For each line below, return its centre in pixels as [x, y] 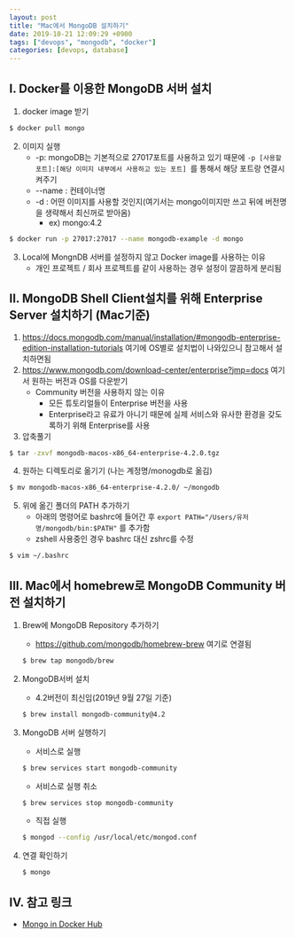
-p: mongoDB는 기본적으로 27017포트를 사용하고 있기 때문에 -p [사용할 [158, 157]
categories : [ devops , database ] [69, 50]
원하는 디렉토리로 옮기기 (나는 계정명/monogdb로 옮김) [117, 471]
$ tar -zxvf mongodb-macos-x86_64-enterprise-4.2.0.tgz [114, 453]
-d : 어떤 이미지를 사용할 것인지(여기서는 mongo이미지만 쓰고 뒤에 [149, 201]
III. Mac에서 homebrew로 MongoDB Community [141, 585]
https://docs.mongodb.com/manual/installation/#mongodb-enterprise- [151, 337]
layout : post [33, 17]
